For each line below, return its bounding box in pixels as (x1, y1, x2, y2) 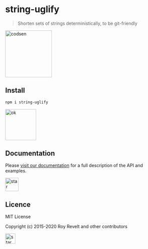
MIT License (5, 214, 31, 220)
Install (5, 86, 25, 95)
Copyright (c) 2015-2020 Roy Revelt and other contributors (5, 224, 127, 230)
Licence (5, 200, 31, 209)
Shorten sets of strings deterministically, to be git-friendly (17, 20, 137, 26)
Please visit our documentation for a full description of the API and (5, 162, 143, 169)
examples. (5, 168, 27, 174)
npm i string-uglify (5, 100, 49, 105)
